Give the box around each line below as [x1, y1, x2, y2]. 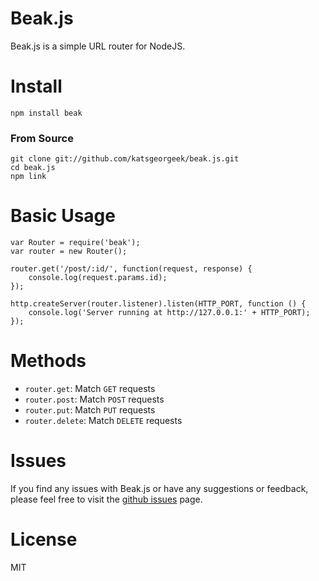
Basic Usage [10, 205, 116, 227]
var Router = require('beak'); [10, 238, 141, 248]
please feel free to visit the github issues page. [10, 493, 203, 505]
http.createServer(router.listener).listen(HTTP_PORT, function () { [10, 299, 307, 309]
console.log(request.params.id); [28, 273, 168, 283]
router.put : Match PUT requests [24, 404, 156, 416]
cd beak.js [10, 163, 56, 173]
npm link [10, 172, 47, 182]
